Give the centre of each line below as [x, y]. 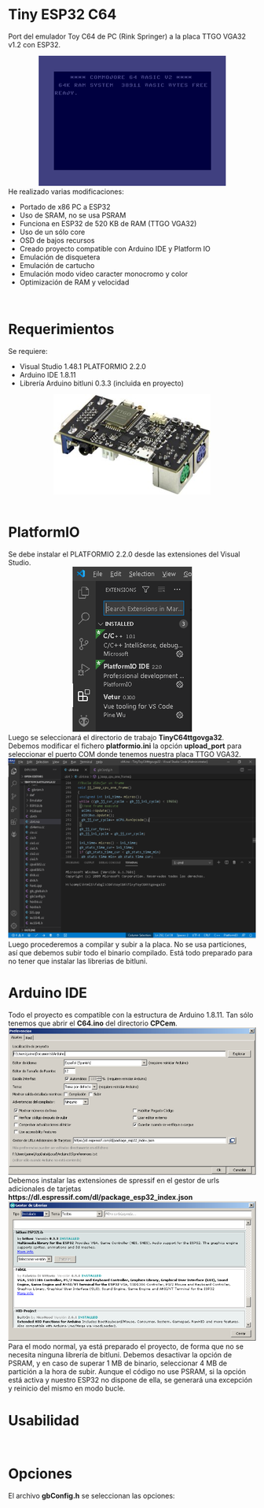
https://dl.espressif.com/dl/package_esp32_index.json [101, 1197]
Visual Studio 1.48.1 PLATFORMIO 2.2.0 [83, 366]
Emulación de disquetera [60, 257]
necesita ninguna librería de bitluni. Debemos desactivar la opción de [120, 1355]
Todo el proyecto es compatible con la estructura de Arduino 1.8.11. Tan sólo [131, 1015]
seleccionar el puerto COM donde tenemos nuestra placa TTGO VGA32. [125, 754]
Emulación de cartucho [57, 265]
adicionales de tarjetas [45, 1189]
